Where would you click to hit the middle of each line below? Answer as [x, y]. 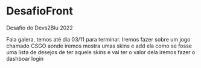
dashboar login [25, 58]
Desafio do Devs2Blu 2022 [40, 28]
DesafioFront [40, 11]
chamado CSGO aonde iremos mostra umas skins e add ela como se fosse [99, 46]
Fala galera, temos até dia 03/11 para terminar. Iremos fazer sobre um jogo [98, 39]
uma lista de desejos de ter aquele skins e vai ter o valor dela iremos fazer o [101, 52]
